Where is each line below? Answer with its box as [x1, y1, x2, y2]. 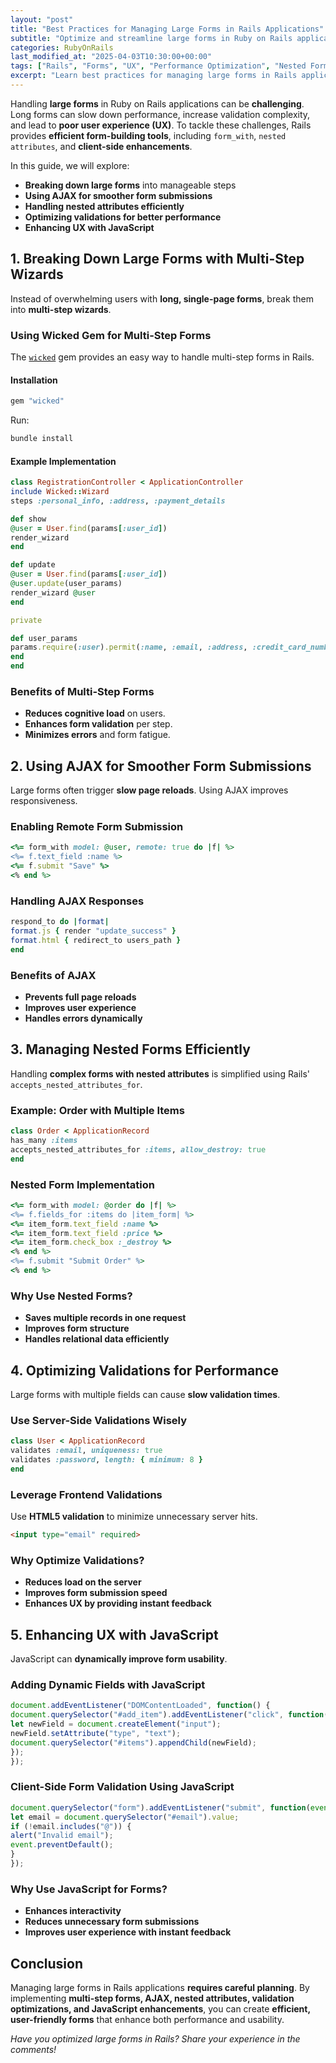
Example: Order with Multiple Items [10, 1103, 185, 1117]
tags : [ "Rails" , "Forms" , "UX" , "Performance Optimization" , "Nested [10, 61, 307, 71]
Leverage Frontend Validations [10, 1487, 163, 1501]
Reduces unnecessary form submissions [24, 1916, 200, 1928]
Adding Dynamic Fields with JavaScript [10, 1678, 206, 1692]
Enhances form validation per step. [24, 718, 173, 730]
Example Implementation [10, 455, 117, 467]
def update [10, 560, 56, 570]
